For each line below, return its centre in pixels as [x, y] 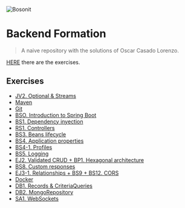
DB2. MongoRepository [44, 192]
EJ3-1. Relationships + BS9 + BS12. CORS [67, 173]
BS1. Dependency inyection [49, 122]
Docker [24, 179]
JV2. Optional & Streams [46, 96]
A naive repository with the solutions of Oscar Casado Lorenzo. [100, 50]
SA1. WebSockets [37, 198]
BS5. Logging [32, 154]
